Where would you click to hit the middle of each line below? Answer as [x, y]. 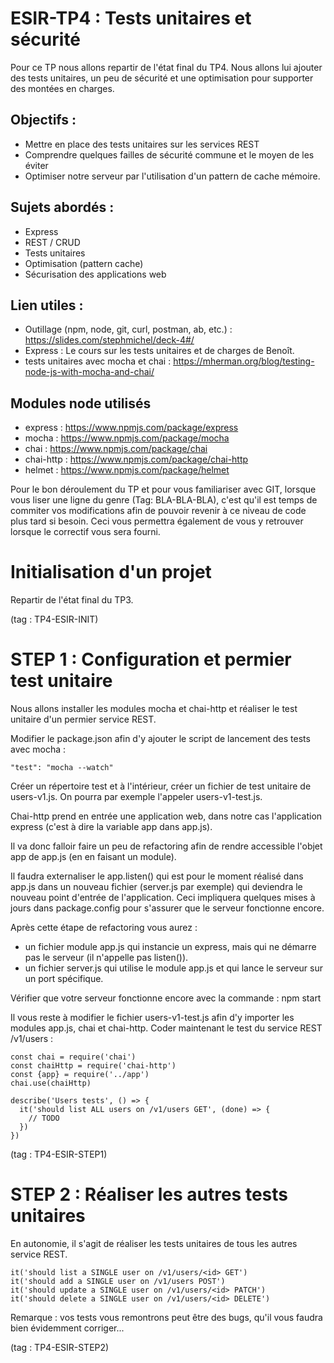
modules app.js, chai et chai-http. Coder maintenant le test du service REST [166, 1028]
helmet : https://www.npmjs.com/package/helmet [127, 470]
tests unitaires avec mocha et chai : [98, 361]
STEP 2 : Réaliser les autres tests [149, 1194]
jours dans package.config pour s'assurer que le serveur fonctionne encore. [167, 908]
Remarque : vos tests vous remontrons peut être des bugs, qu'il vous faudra [166, 1317]
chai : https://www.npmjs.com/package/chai [116, 449]
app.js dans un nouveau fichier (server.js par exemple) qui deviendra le [156, 887]
